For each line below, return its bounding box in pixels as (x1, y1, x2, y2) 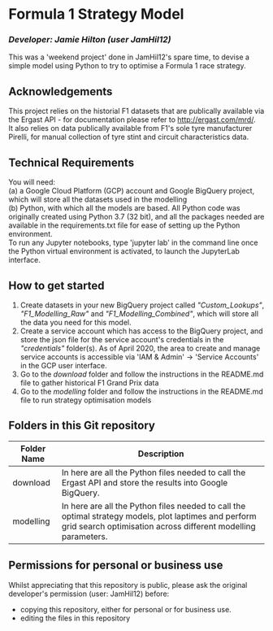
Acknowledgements (8, 85, 113, 98)
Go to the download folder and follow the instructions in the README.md (19, 369, 264, 379)
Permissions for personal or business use (8, 559, 223, 572)
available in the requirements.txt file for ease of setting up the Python (8, 220, 240, 230)
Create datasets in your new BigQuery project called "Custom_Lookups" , (19, 300, 265, 310)
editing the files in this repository (19, 613, 131, 623)
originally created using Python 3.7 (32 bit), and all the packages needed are (8, 212, 265, 222)
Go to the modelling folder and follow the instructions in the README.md (19, 386, 264, 396)
